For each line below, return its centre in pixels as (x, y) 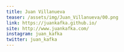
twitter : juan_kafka (32, 39)
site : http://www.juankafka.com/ (48, 28)
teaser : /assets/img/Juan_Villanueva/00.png (62, 17)
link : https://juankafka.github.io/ (52, 23)
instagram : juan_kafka (34, 34)
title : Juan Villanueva (36, 12)
